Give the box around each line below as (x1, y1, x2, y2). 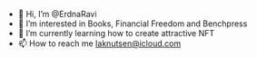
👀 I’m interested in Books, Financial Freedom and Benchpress (17, 18, 248, 29)
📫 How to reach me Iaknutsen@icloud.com (17, 38, 182, 49)
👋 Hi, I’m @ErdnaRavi (17, 9, 97, 19)
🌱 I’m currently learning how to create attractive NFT (17, 28, 215, 38)
